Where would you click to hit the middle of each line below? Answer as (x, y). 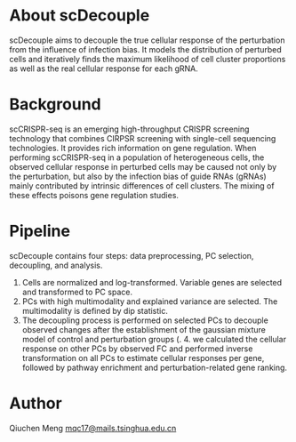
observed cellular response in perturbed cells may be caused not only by (143, 166)
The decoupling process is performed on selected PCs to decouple (145, 320)
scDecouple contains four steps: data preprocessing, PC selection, (132, 255)
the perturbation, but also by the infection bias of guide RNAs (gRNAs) (138, 176)
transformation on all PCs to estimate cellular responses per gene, (143, 358)
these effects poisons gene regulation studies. (94, 195)
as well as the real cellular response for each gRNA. (104, 68)
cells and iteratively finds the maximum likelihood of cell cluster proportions (148, 59)
